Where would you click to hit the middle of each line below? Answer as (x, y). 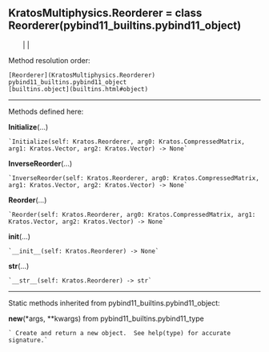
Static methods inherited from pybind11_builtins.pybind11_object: (114, 302)
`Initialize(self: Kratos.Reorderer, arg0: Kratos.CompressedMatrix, (127, 142)
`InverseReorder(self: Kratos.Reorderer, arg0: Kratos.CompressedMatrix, (134, 178)
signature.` (28, 340)
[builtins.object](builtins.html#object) (78, 89)
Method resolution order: (49, 60)
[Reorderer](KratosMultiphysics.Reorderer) (82, 75)
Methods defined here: (46, 111)
